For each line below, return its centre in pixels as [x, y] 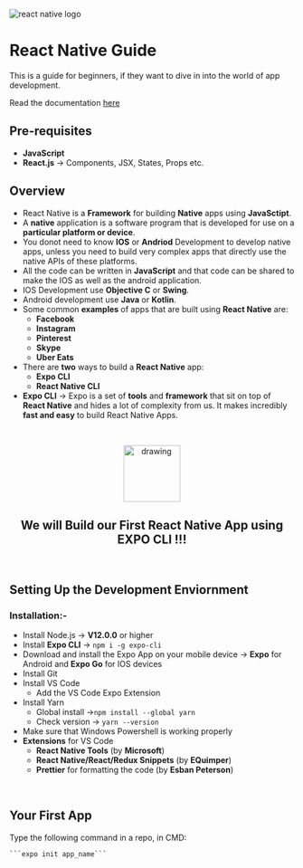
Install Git [40, 673]
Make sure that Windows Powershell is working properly [128, 731]
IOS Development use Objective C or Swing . [106, 290]
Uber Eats [55, 357]
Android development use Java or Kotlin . [99, 300]
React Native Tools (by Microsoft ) [100, 750]
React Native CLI [68, 386]
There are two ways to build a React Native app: [113, 367]
